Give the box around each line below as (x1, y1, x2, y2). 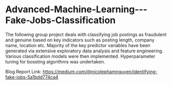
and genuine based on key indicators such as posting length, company (5, 37, 155, 43)
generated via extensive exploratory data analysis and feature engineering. (5, 48, 164, 54)
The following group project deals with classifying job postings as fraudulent (5, 31, 167, 37)
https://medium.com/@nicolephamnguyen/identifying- (42, 68, 158, 75)
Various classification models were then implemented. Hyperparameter (5, 53, 156, 59)
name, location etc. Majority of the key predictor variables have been (5, 42, 151, 48)
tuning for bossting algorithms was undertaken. (5, 58, 105, 65)
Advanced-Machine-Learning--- (5, 4, 147, 15)
